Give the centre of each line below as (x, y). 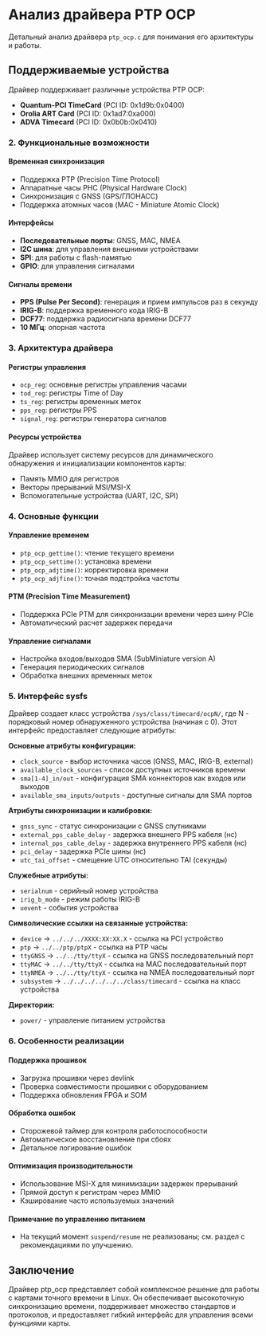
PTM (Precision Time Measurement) (69, 596)
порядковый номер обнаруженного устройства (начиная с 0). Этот (123, 722)
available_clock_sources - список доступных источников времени (132, 770)
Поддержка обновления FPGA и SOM (83, 1094)
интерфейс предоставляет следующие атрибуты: (92, 730)
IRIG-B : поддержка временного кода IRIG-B (94, 310)
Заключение (41, 1270)
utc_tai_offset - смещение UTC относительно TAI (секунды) (123, 860)
